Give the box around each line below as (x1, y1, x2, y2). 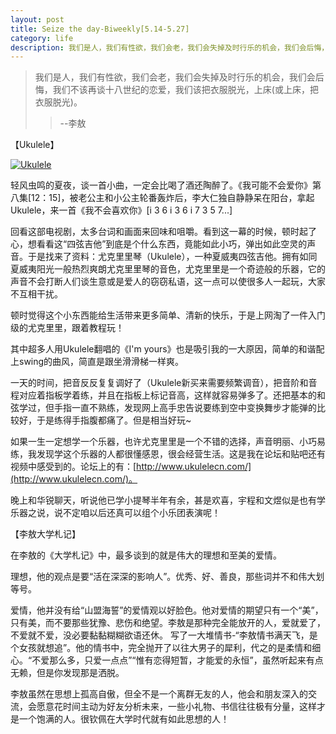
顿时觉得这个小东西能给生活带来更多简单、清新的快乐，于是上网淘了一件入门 (10, 309, 326, 321)
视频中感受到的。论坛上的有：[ (10, 461, 137, 473)
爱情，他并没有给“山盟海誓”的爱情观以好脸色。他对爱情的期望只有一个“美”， (10, 604, 324, 616)
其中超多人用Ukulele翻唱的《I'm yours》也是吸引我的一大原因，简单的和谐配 (10, 343, 325, 355)
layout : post (10, 14, 65, 25)
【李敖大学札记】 (10, 528, 81, 540)
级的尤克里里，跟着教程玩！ (10, 322, 125, 334)
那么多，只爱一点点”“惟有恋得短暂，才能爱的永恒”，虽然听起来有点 (49, 654, 324, 666)
